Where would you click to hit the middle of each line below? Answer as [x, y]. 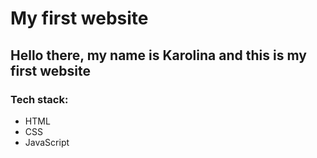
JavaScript [47, 142]
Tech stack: [39, 99]
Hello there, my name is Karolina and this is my [158, 55]
